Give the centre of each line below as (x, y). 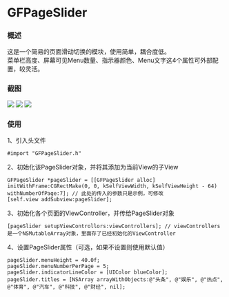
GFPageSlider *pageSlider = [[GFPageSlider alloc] (81, 181)
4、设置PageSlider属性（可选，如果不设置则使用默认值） (88, 247)
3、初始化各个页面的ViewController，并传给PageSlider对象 (91, 213)
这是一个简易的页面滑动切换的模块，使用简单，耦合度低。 (89, 52)
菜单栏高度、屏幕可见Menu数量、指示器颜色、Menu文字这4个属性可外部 (110, 61)
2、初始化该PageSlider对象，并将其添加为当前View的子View (93, 167)
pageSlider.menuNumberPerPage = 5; (58, 267)
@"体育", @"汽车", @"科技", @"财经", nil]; (67, 287)
